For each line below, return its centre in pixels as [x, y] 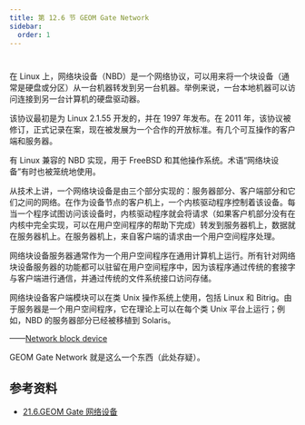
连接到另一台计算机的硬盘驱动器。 [81, 99]
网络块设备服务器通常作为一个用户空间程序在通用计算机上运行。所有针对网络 [152, 255]
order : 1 [34, 35]
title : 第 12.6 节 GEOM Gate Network [79, 18]
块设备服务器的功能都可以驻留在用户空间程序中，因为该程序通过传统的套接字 [152, 267]
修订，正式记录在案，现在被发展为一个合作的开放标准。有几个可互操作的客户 [152, 129]
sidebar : [26, 26]
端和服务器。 [33, 141]
